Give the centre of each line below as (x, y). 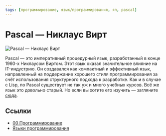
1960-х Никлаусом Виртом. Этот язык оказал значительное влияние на (81, 63)
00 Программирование (37, 123)
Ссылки (18, 111)
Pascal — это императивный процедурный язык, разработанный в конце (83, 58)
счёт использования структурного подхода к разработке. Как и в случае (83, 79)
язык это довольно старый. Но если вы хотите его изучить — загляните (82, 90)
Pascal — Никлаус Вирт (56, 34)
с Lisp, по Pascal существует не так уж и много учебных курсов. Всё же (82, 84)
